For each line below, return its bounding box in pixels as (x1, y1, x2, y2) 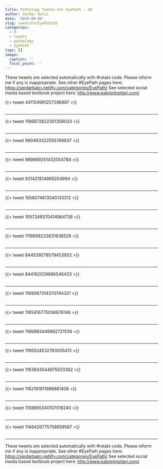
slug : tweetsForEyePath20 (5, 20, 57, 26)
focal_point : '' (9, 61, 42, 66)
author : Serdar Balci (5, 12, 49, 16)
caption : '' (9, 57, 34, 62)
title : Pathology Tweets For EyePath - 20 (5, 7, 92, 12)
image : (5, 52, 18, 57)
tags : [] (5, 48, 23, 52)
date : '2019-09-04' (5, 16, 45, 21)
